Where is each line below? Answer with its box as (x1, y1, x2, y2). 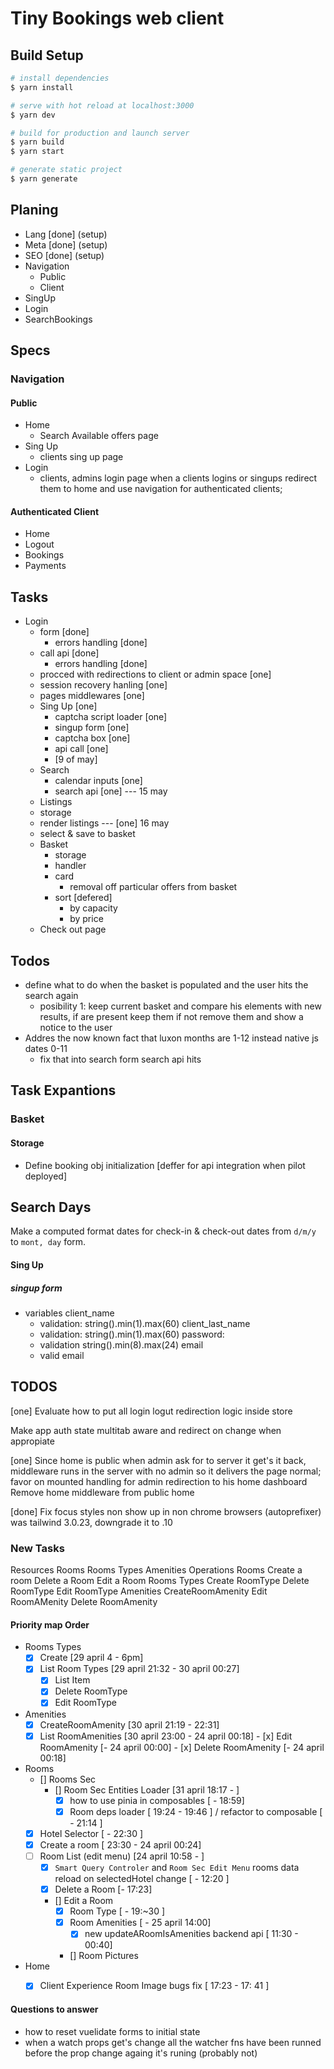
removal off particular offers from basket (69, 881, 238, 893)
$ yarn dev (10, 110, 56, 120)
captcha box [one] (54, 732, 131, 744)
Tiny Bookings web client (10, 7, 225, 30)
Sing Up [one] (39, 700, 98, 712)
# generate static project (10, 165, 123, 175)
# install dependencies (10, 73, 110, 83)
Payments (24, 560, 67, 572)
